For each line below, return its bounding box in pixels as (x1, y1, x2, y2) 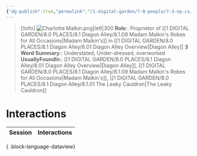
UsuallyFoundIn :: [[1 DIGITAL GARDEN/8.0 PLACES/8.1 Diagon (20, 56, 171, 63)
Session (9, 128, 32, 136)
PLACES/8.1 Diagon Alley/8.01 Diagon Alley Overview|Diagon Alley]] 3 (20, 43, 189, 50)
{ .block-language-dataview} (6, 143, 76, 150)
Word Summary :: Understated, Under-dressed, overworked (20, 49, 165, 56)
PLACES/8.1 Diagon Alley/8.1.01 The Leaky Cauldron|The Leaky (20, 80, 172, 88)
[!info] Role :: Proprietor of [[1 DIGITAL (20, 25, 189, 32)
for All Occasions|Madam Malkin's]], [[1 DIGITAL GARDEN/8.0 (20, 74, 169, 81)
